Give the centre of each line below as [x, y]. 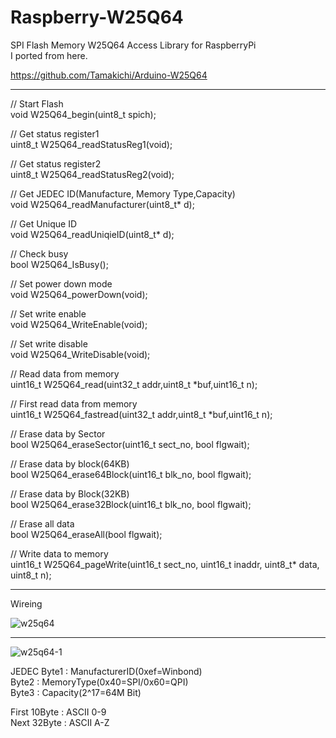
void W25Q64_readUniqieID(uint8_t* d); [92, 234]
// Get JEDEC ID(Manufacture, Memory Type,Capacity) [123, 193]
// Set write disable [49, 343]
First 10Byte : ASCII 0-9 [58, 712]
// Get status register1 [55, 133]
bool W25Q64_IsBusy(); [59, 264]
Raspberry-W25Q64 [97, 17]
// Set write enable [48, 313]
